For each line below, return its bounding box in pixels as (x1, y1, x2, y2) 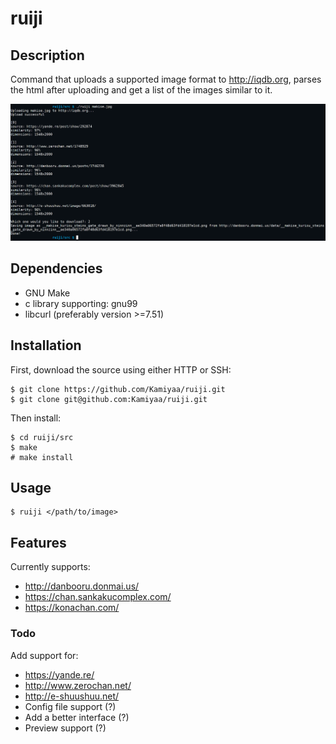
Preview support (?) (24, 722, 107, 734)
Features (10, 534, 67, 551)
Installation (10, 337, 82, 354)
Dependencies (10, 260, 103, 277)
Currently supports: (10, 561, 91, 573)
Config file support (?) (24, 700, 117, 712)
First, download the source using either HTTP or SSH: (10, 363, 232, 376)
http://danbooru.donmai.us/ (24, 580, 140, 592)
